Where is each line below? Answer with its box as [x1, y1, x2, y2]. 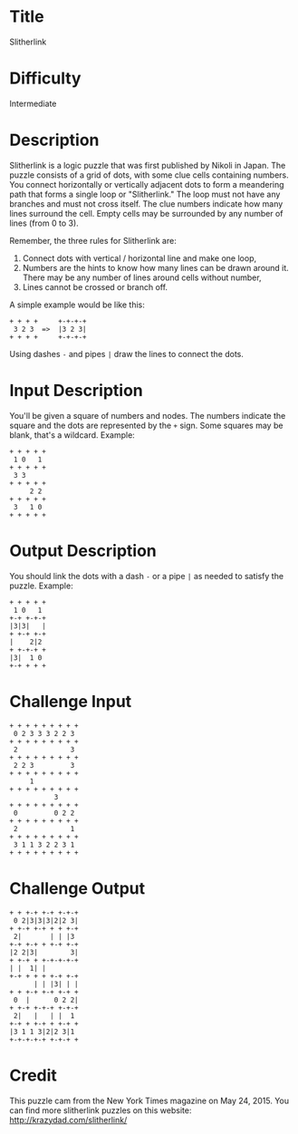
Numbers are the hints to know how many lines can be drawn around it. [22, 262, 290, 273]
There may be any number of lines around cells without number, [22, 272, 262, 283]
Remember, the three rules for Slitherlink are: [9, 235, 177, 246]
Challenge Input [9, 691, 132, 712]
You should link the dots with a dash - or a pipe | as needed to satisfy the [9, 570, 284, 581]
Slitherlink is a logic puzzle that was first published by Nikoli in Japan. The [9, 160, 286, 170]
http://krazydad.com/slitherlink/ [9, 1114, 128, 1125]
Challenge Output [9, 877, 146, 898]
